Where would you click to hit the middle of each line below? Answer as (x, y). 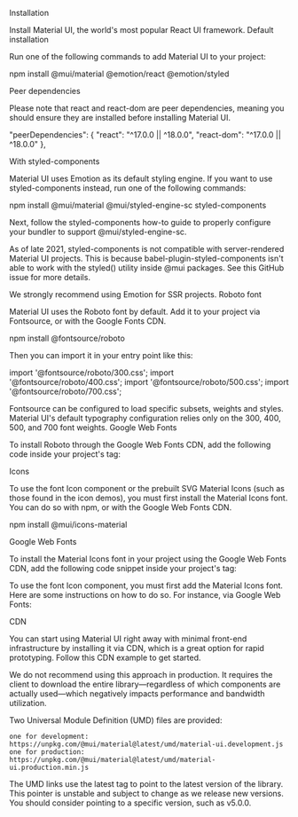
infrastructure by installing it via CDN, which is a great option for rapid (137, 648)
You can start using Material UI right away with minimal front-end (128, 639)
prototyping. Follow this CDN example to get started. (105, 657)
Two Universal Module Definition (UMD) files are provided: (116, 720)
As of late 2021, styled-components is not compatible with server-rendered (147, 249)
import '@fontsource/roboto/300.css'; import (92, 373)
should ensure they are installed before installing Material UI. (120, 118)
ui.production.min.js (49, 767)
